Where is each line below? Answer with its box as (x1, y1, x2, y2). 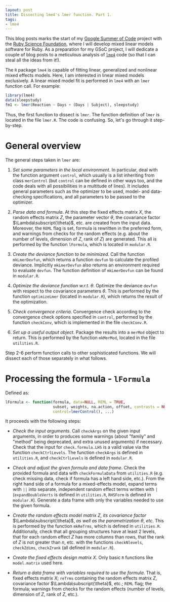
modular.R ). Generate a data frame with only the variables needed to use (12, 497, 164, 503)
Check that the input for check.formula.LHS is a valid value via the (12, 444, 149, 450)
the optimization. (12, 298, 48, 305)
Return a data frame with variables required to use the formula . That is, (12, 570, 162, 576)
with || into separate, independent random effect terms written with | (12, 486, 158, 492)
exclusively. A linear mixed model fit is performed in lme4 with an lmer (5, 78, 150, 84)
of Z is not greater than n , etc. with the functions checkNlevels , (12, 539, 143, 546)
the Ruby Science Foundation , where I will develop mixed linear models (5, 41, 154, 47)
